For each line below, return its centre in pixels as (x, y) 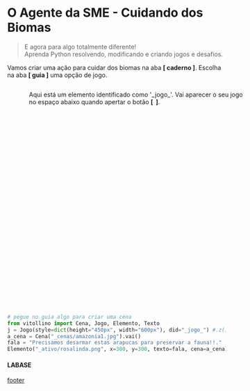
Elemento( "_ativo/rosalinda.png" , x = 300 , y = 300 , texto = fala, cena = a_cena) (118, 349)
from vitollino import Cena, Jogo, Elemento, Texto (83, 323)
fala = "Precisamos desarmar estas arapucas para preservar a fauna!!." (115, 343)
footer (16, 381)
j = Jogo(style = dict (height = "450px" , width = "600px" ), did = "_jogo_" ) (108, 330)
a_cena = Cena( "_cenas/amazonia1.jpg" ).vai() (74, 336)
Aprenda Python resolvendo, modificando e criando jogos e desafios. (124, 54)
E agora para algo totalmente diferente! (80, 47)
